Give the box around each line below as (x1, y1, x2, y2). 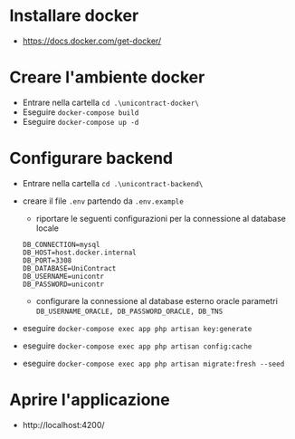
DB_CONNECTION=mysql (22, 240, 100, 249)
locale (35, 223, 59, 234)
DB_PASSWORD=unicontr (22, 280, 104, 289)
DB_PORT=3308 (22, 255, 72, 265)
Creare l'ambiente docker (9, 67, 205, 88)
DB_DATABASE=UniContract (22, 263, 117, 272)
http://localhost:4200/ (22, 419, 106, 430)
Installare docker (9, 5, 139, 26)
